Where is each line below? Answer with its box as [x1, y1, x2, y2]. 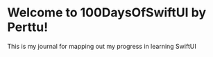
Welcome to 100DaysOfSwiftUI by [7, 5, 207, 21]
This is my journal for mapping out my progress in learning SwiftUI [7, 42, 196, 50]
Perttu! [7, 19, 49, 35]
